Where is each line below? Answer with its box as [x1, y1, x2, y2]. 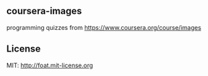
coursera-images [6, 5, 82, 17]
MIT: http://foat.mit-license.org [6, 61, 94, 69]
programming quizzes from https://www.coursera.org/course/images [6, 23, 202, 31]
